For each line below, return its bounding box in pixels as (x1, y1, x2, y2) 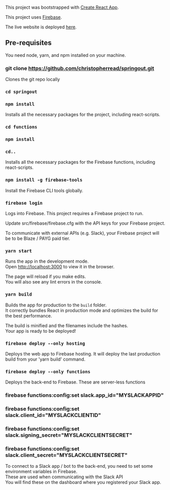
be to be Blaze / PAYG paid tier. (5, 235, 71, 241)
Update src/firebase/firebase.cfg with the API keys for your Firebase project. (5, 220, 165, 226)
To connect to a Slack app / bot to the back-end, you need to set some (5, 463, 153, 469)
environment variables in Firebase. (5, 469, 78, 475)
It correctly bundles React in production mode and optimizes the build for (5, 307, 158, 313)
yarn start (5, 248, 32, 254)
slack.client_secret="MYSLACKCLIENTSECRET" (5, 451, 128, 459)
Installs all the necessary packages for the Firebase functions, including (5, 159, 156, 165)
